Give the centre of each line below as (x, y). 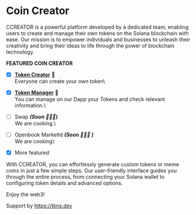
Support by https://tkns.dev (39, 206)
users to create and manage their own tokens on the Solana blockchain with (97, 33)
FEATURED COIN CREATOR (39, 63)
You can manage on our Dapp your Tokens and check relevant (90, 99)
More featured (32, 153)
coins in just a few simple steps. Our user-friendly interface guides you (92, 170)
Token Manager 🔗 (36, 93)
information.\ (30, 105)
